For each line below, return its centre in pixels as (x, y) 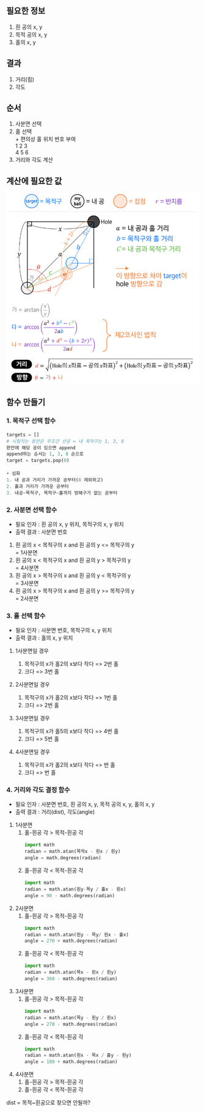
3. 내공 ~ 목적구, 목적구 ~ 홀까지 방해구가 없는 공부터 (62, 493)
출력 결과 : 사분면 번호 (41, 532)
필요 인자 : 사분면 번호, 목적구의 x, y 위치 (64, 630)
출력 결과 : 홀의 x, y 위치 (44, 638)
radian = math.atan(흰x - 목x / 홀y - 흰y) (78, 1055)
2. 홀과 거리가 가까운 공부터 (38, 486)
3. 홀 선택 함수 (26, 616)
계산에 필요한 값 (34, 181)
